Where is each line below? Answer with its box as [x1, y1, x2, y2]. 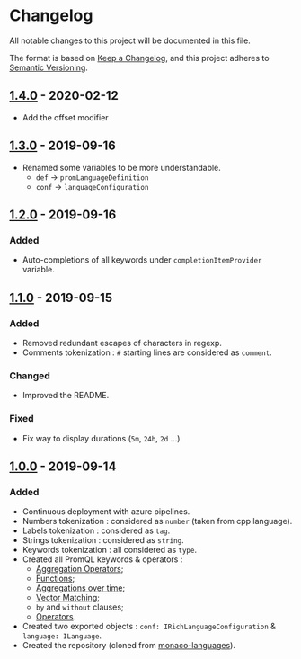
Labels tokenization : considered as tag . [22, 525, 171, 536]
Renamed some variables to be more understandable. [22, 162, 222, 173]
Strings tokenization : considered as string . [22, 535, 184, 546]
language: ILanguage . [22, 630, 102, 641]
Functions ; [35, 573, 75, 584]
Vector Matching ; [35, 592, 101, 603]
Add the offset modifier [22, 111, 110, 122]
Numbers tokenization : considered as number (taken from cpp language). [22, 516, 293, 527]
